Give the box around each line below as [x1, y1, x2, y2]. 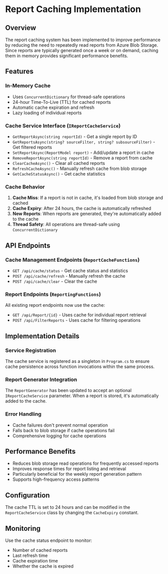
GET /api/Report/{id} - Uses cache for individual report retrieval [12, 312, 146, 318]
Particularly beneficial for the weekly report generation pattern [12, 471, 142, 477]
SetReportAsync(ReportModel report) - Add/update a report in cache [12, 149, 154, 155]
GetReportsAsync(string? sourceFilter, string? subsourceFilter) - [12, 139, 155, 145]
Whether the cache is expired [12, 563, 74, 569]
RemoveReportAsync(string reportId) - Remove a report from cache [12, 154, 153, 161]
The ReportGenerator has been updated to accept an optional [5, 388, 132, 394]
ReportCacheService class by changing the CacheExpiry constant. [5, 510, 139, 516]
